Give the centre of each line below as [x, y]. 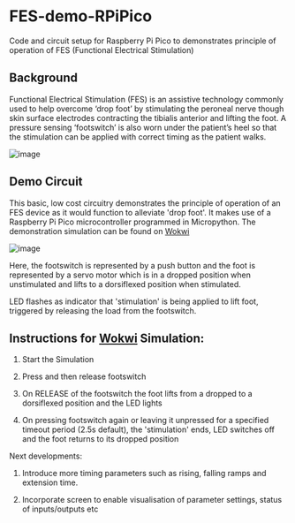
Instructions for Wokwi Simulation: [107, 338]
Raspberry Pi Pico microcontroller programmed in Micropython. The [132, 222]
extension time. [50, 482]
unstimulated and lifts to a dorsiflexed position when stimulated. [125, 284]
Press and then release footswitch [84, 376]
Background [43, 78]
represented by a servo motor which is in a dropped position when [130, 275]
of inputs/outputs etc [60, 509]
